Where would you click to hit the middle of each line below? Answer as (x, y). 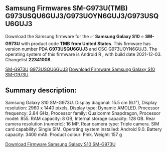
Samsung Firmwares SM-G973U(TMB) (66, 8)
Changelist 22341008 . (28, 59)
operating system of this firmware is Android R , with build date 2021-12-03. (83, 54)
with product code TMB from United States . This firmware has (86, 43)
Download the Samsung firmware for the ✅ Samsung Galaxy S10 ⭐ (75, 36)
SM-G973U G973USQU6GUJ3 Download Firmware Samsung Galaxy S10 (80, 69)
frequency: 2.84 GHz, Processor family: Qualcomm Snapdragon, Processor (83, 113)
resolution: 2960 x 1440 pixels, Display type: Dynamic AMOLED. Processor (82, 108)
